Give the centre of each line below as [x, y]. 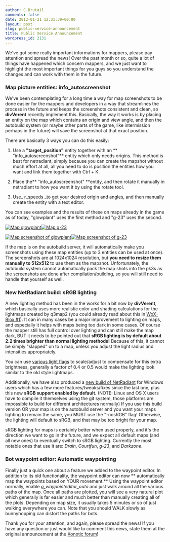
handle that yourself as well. [35, 279]
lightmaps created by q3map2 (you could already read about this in [75, 314]
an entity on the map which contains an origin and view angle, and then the [83, 120]
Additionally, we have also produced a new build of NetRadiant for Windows [84, 382]
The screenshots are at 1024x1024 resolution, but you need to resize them [83, 258]
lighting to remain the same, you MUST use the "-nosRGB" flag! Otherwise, [83, 415]
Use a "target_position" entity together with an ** [65, 151]
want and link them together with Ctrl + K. [56, 172]
